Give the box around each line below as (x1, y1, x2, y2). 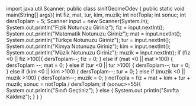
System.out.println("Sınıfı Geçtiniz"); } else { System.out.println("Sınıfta (6, 87, 179, 94)
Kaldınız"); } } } (6, 93, 43, 100)
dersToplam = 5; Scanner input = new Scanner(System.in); (6, 18, 149, 24)
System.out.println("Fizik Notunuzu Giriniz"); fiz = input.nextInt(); (6, 24, 165, 31)
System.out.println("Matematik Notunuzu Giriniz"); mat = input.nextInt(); (6, 30, 182, 37)
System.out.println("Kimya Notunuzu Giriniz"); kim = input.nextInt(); (6, 43, 171, 50)
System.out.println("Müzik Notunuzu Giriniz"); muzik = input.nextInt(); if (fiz (6, 49, 191, 56)
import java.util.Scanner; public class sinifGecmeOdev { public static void (6, 5, 185, 12)
